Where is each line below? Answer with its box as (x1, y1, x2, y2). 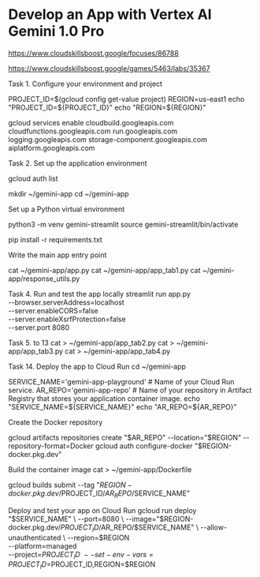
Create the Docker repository (8, 417, 103, 427)
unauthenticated (8, 533, 61, 542)
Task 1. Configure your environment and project (8, 79, 163, 88)
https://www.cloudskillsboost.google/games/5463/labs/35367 (8, 63, 210, 73)
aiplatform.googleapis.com (8, 143, 95, 152)
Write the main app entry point (8, 250, 107, 260)
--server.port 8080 (8, 322, 70, 332)
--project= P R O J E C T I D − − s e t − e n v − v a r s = (8, 549, 154, 561)
